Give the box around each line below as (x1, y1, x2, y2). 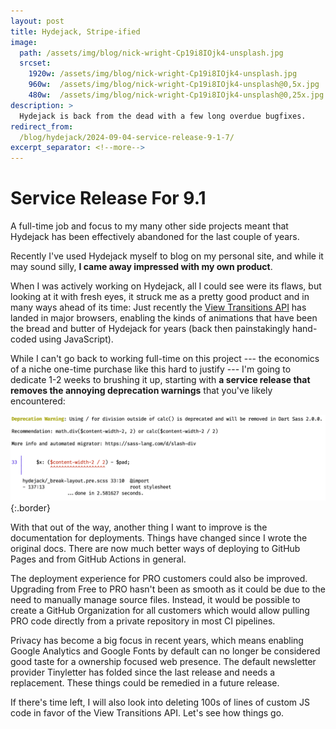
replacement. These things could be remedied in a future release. (10, 676, 280, 689)
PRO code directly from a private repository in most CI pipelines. (10, 615, 276, 627)
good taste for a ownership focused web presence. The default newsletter (10, 655, 317, 667)
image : (10, 37, 38, 47)
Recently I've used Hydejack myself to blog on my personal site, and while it (10, 250, 324, 262)
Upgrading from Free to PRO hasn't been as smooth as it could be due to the (10, 583, 326, 595)
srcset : (19, 58, 52, 69)
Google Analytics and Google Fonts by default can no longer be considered (10, 645, 321, 657)
